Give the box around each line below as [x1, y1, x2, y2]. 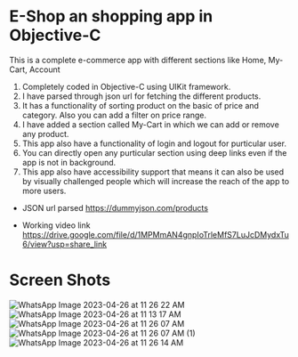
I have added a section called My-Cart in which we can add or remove [21, 118, 280, 130]
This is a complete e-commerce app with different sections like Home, [9, 54, 267, 65]
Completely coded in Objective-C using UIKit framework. [21, 81, 231, 92]
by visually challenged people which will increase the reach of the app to [21, 175, 290, 186]
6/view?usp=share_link [21, 239, 108, 249]
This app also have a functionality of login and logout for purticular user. [21, 138, 287, 149]
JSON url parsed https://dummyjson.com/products [21, 202, 209, 213]
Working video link [21, 220, 91, 231]
